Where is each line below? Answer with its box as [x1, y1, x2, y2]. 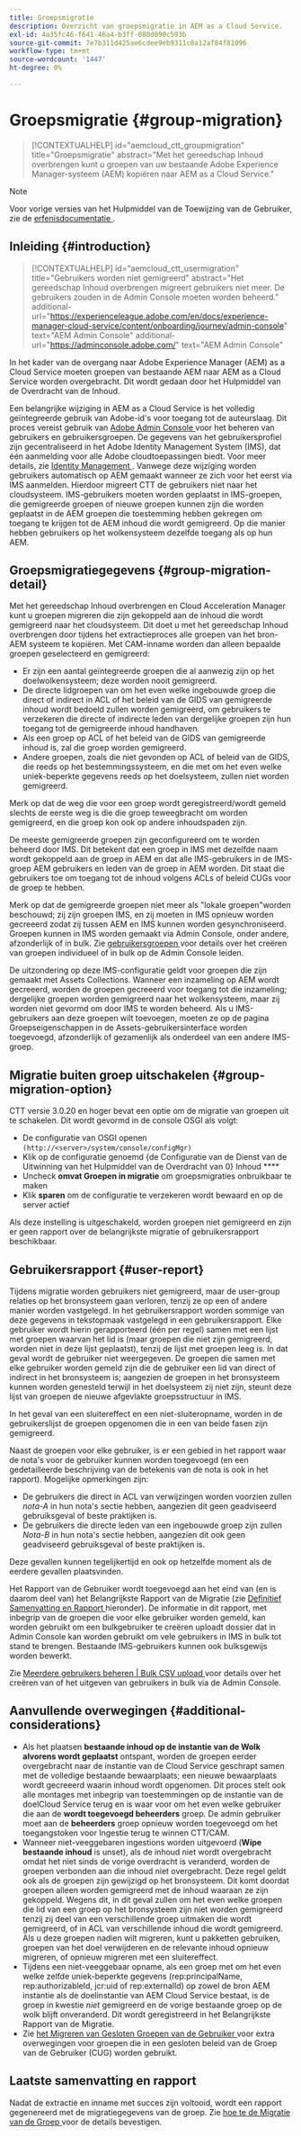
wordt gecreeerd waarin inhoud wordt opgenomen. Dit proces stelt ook [22, 1779, 286, 1790]
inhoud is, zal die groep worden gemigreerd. [22, 742, 187, 753]
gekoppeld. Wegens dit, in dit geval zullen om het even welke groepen [22, 1894, 283, 1905]
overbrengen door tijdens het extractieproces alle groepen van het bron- [9, 629, 279, 640]
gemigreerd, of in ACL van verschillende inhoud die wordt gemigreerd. [22, 1923, 284, 1934]
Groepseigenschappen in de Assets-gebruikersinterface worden [9, 1022, 248, 1033]
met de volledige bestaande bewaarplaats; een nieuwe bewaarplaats [22, 1770, 277, 1781]
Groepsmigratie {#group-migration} [9, 110, 283, 130]
